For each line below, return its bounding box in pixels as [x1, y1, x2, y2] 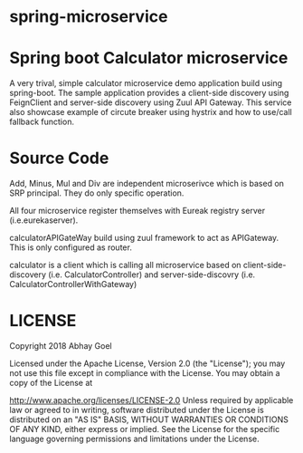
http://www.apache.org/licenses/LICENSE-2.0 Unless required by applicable [9, 395, 294, 405]
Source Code [9, 148, 109, 169]
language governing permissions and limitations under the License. [9, 433, 260, 444]
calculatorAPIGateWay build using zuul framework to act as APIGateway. [9, 233, 279, 244]
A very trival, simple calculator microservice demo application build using [9, 78, 283, 89]
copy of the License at [9, 378, 93, 388]
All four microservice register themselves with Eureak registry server [9, 206, 265, 217]
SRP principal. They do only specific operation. [9, 188, 185, 198]
